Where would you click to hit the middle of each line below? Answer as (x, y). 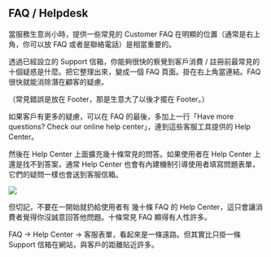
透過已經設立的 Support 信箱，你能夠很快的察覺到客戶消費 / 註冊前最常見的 (134, 61)
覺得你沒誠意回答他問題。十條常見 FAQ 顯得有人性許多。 (117, 217)
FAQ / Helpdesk (48, 13)
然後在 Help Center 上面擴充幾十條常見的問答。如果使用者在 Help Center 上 (135, 154)
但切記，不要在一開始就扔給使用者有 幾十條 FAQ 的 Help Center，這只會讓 (132, 207)
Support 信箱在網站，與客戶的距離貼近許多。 (83, 244)
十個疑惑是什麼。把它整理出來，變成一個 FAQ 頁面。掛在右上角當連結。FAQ (135, 72)
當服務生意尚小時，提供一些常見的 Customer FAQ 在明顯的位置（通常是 (127, 34)
